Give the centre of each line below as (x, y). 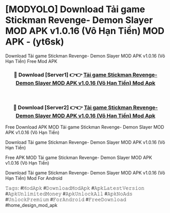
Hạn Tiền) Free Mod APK (31, 61)
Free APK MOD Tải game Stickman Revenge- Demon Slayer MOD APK (79, 157)
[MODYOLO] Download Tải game (75, 9)
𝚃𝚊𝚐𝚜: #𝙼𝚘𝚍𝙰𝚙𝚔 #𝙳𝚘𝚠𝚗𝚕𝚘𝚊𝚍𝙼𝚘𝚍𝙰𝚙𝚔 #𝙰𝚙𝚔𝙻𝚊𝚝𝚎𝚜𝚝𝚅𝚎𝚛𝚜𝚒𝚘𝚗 (75, 188)
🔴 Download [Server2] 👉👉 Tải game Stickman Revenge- (86, 108)
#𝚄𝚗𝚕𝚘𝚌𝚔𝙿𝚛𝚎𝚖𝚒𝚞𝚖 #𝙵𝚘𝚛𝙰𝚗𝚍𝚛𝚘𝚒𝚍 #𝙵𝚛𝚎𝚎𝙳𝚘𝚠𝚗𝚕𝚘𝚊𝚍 (66, 199)
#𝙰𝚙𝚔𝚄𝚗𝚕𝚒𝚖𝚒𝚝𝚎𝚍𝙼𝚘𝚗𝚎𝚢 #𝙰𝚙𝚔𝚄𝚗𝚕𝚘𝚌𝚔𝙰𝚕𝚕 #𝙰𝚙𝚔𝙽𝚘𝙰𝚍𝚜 (69, 194)
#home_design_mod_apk (31, 205)
